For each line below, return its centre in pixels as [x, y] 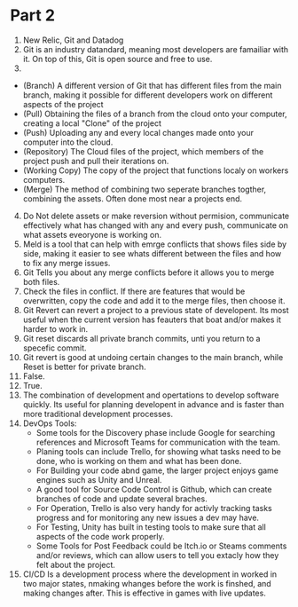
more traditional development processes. [98, 414]
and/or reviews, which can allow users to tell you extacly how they [157, 555]
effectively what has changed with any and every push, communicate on [156, 225]
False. [34, 376]
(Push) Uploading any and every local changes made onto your [138, 132]
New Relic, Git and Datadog [73, 40]
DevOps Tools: [50, 423]
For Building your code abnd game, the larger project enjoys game [157, 470]
